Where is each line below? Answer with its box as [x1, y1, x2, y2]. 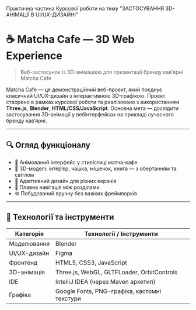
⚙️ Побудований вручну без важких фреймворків [14, 190, 137, 197]
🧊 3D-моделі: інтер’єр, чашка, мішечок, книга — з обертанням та [14, 165, 177, 172]
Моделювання [9, 239, 50, 247]
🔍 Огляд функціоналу [6, 140, 90, 150]
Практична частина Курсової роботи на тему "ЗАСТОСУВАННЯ [6, 5, 164, 12]
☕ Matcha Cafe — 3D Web [6, 33, 135, 46]
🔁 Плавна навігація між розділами [14, 184, 100, 191]
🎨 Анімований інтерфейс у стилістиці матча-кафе [14, 159, 138, 166]
